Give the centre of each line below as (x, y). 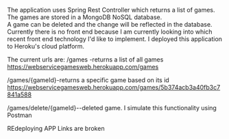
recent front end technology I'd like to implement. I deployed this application (115, 39)
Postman (20, 115)
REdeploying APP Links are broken (56, 128)
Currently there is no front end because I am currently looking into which (110, 31)
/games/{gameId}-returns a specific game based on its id (88, 80)
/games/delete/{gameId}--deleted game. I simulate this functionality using (112, 108)
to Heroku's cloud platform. (46, 46)
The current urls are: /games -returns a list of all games (85, 60)
